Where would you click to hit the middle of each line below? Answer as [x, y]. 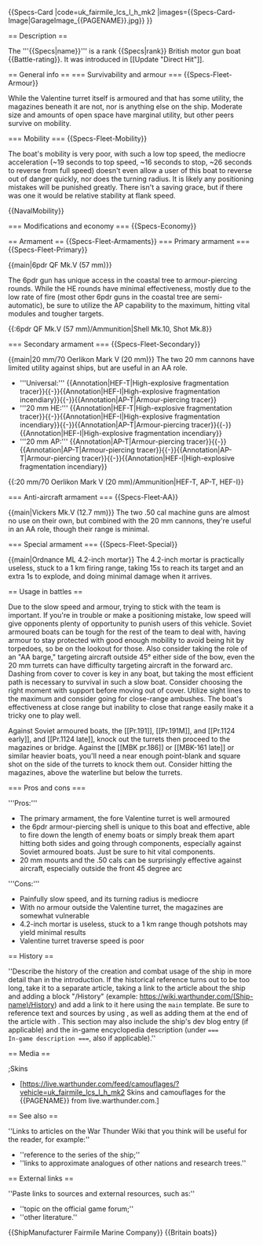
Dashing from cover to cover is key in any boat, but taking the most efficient [131, 674]
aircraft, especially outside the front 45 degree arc [101, 868]
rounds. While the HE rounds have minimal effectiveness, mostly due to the [130, 288]
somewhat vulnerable [55, 916]
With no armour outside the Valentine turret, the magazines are [121, 907]
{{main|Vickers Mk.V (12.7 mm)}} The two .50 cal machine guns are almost [129, 512]
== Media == [29, 1053]
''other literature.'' [48, 1217]
